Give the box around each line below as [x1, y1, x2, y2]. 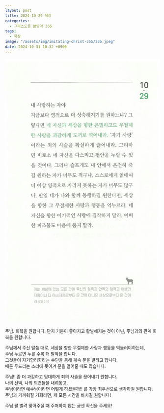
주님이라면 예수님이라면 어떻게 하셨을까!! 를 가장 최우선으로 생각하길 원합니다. [5, 386, 153, 392]
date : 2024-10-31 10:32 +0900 [5, 44, 67, 49]
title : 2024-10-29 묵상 [5, 13, 52, 18]
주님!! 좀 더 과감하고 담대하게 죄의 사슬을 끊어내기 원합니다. [5, 374, 118, 379]
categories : [5, 18, 29, 23]
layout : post [5, 8, 32, 13]
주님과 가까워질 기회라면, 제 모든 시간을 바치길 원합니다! [5, 392, 111, 398]
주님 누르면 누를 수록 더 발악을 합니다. [5, 350, 77, 357]
